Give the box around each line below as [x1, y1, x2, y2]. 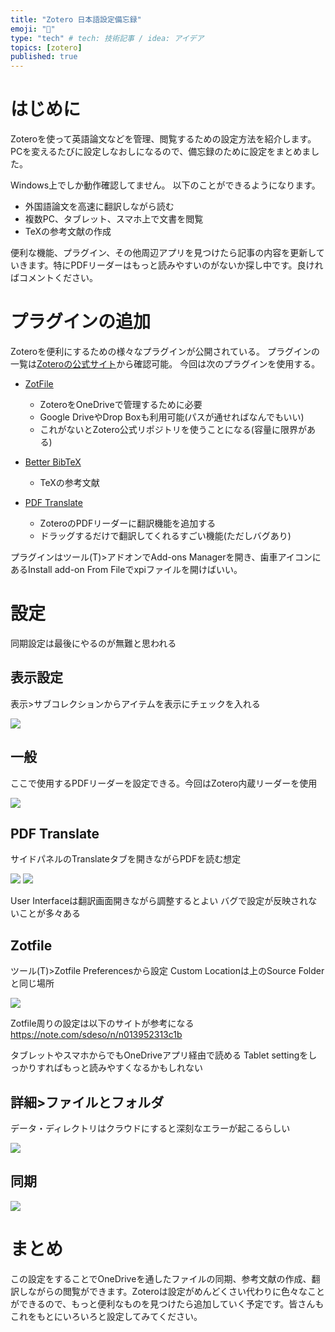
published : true [10, 52, 78, 62]
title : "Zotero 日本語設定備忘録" [10, 14, 142, 25]
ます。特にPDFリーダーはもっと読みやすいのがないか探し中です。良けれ [27, 259, 324, 271]
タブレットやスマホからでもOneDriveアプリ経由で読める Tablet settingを [10, 1049, 309, 1061]
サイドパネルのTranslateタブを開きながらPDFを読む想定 [10, 853, 242, 865]
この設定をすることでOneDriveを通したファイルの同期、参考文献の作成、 [10, 1272, 312, 1285]
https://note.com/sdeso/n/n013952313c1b [10, 1029, 183, 1041]
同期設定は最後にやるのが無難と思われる [10, 637, 177, 649]
